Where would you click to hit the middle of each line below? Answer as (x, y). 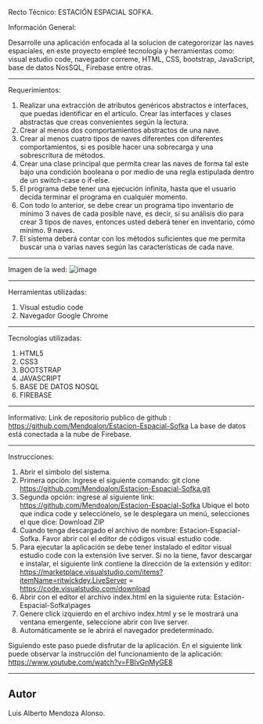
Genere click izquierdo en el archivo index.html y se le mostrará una (129, 613)
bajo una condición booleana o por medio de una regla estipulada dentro (137, 172)
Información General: (42, 27)
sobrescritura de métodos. (62, 155)
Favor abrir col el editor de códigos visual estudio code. (131, 538)
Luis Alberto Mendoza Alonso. (57, 713)
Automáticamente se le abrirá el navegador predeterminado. (117, 630)
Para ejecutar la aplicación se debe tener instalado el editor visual (126, 547)
